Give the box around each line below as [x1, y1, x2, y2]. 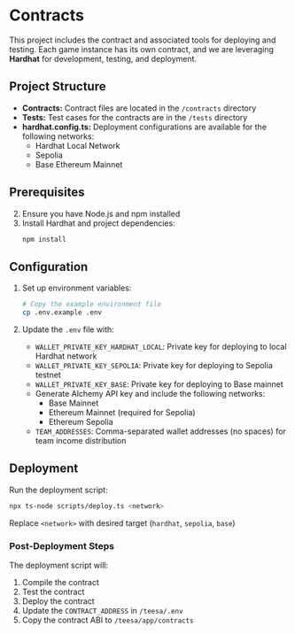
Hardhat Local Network [35, 140, 121, 151]
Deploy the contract [21, 595, 95, 607]
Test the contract [21, 586, 85, 597]
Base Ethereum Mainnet [35, 158, 123, 169]
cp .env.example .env [21, 308, 102, 317]
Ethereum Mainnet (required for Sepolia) [48, 407, 197, 417]
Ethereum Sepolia [48, 417, 113, 427]
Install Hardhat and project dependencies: [21, 218, 175, 228]
